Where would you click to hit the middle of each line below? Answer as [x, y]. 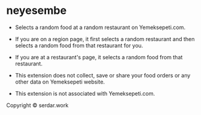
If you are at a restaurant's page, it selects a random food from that [99, 57]
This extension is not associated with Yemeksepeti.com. [85, 93]
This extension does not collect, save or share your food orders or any [103, 75]
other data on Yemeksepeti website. [60, 82]
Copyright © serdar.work [37, 105]
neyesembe [36, 11]
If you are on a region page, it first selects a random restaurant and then [105, 39]
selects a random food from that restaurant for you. [79, 45]
